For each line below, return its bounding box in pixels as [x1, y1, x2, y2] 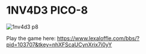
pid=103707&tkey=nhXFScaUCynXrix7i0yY [6, 41, 112, 48]
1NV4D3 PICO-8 [6, 4, 88, 17]
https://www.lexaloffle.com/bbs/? [56, 34, 140, 42]
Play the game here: [6, 34, 56, 42]
